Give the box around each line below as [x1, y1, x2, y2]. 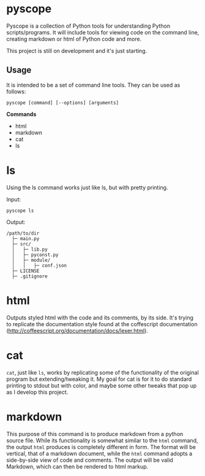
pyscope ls [6, 208, 34, 214]
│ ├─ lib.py [12, 246, 48, 252]
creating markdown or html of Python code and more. [6, 35, 142, 42]
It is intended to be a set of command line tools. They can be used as [6, 81, 181, 88]
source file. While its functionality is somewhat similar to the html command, [6, 437, 198, 444]
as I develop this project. [6, 388, 69, 396]
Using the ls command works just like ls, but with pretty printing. [6, 184, 168, 191]
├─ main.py [12, 235, 40, 241]
